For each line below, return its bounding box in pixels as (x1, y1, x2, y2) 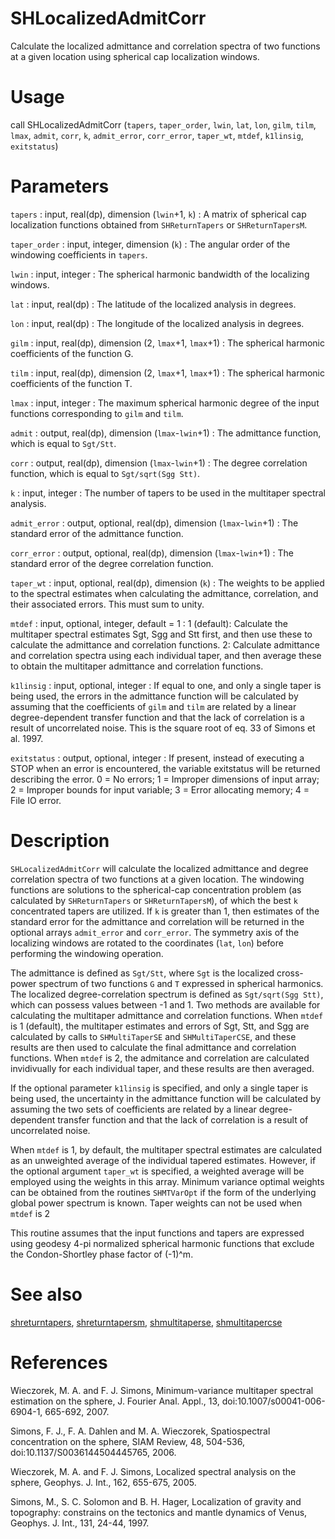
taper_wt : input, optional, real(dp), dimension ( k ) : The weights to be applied (10, 577, 325, 589)
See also (10, 1283, 83, 1306)
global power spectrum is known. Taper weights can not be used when (10, 1197, 303, 1209)
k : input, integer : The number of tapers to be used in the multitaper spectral (10, 487, 326, 499)
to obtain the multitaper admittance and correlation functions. (10, 660, 264, 672)
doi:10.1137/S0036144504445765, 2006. (10, 1446, 177, 1458)
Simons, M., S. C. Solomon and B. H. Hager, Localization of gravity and (10, 1495, 302, 1507)
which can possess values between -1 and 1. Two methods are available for (10, 998, 321, 1011)
